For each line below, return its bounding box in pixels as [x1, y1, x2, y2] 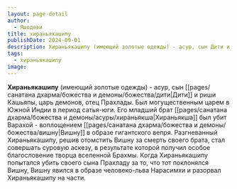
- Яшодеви [13, 23, 43, 31]
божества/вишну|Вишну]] [7, 128, 85, 136]
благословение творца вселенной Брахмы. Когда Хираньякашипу [7, 151, 208, 159]
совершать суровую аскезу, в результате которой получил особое [7, 143, 211, 151]
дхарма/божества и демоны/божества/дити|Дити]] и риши [36, 90, 216, 99]
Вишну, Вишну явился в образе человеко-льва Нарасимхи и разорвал [7, 166, 221, 174]
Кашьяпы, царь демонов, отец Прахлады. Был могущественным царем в [7, 97, 230, 107]
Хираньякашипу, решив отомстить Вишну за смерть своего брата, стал [7, 136, 226, 144]
